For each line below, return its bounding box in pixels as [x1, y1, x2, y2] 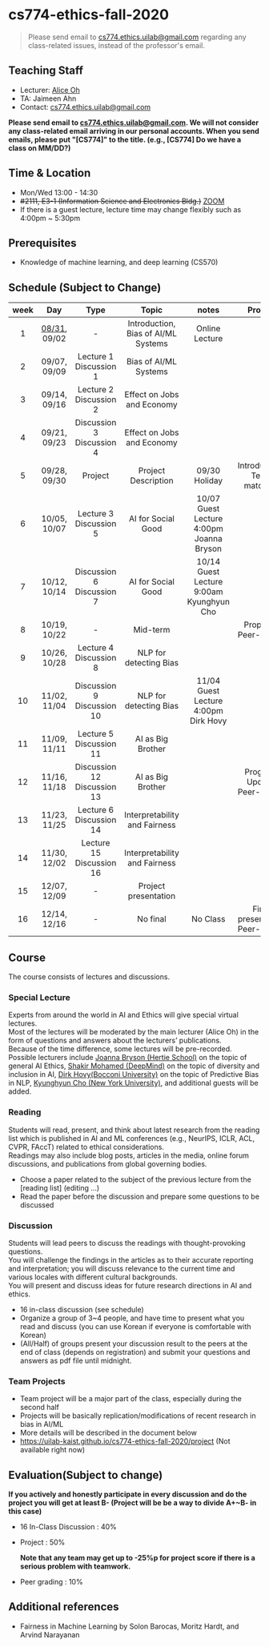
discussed [19, 1199, 54, 1210]
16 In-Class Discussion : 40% [19, 1522, 118, 1531]
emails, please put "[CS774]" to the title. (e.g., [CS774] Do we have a [8, 135, 242, 144]
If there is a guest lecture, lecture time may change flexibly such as [19, 204, 242, 214]
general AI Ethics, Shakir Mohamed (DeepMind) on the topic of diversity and [8, 1061, 260, 1071]
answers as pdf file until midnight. [19, 1356, 132, 1365]
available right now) [19, 1445, 86, 1455]
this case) [8, 1507, 42, 1516]
